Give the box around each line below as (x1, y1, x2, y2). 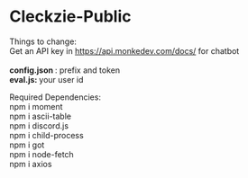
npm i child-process (9, 129, 84, 140)
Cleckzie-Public (9, 6, 132, 27)
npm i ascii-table (9, 111, 72, 121)
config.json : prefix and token (9, 65, 120, 76)
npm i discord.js (9, 120, 69, 131)
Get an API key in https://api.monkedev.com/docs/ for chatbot (9, 45, 240, 56)
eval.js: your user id (9, 74, 84, 85)
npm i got (9, 139, 45, 150)
